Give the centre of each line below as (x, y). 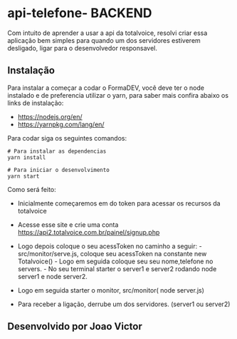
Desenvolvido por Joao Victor (75, 327)
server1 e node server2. (52, 276)
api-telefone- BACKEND (80, 13)
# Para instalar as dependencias (57, 151)
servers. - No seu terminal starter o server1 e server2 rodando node (117, 268)
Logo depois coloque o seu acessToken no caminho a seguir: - (110, 246)
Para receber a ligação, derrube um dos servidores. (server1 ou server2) (124, 304)
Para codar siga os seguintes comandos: (67, 138)
